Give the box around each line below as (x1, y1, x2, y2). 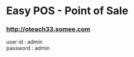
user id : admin (6, 38, 43, 45)
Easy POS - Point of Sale (6, 4, 129, 18)
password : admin (6, 45, 50, 52)
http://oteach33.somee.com (6, 25, 91, 33)
